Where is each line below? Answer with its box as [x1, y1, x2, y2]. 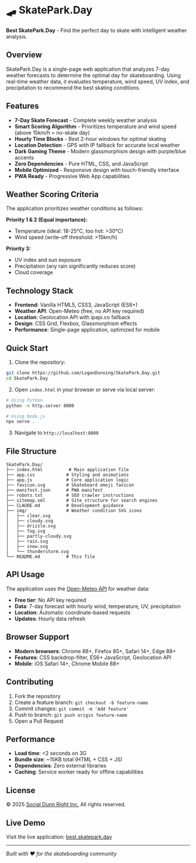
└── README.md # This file [6, 554, 95, 560]
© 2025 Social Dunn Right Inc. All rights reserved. [6, 801, 126, 808]
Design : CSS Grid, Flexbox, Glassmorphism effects [14, 320, 137, 327]
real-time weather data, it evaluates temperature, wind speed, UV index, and [6, 78, 190, 85]
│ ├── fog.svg [6, 529, 45, 534]
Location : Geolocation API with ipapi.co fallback [14, 314, 131, 321]
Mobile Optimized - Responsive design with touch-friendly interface [14, 166, 180, 173]
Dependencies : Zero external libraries [14, 762, 107, 769]
